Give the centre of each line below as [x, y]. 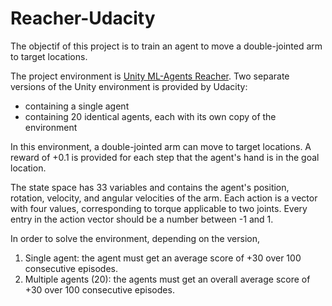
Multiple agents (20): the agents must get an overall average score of [167, 279]
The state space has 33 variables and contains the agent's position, [150, 187]
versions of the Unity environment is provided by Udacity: [129, 86]
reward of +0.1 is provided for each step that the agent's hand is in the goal [165, 157]
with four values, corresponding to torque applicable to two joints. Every [159, 208]
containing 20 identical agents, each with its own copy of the [150, 116]
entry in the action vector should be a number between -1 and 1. [142, 219]
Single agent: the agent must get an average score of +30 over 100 [163, 258]
